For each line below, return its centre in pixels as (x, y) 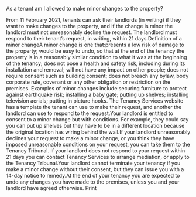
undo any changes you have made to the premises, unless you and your (93, 182)
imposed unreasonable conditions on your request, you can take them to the (98, 144)
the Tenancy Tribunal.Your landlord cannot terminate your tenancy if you (93, 163)
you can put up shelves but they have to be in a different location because (95, 126)
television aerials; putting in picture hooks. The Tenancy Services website (95, 101)
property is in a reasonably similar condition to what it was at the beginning (97, 57)
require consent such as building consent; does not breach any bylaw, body (97, 76)
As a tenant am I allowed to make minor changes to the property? (85, 9)
